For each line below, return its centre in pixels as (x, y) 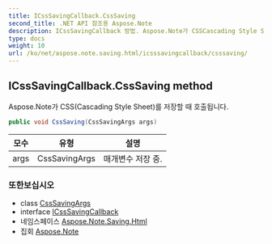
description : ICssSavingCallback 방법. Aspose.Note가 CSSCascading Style (133, 31)
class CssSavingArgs (55, 203)
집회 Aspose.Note (49, 231)
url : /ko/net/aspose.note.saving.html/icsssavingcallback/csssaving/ (128, 53)
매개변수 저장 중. (133, 158)
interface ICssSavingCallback (69, 212)
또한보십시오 (32, 185)
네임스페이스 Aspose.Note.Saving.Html (83, 221)
